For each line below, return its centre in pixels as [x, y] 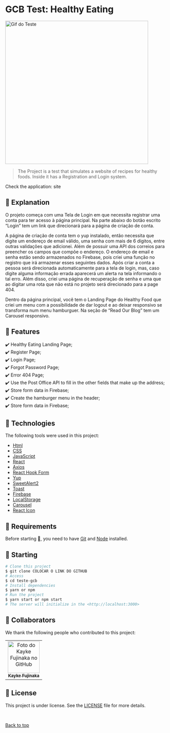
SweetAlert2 [26, 483]
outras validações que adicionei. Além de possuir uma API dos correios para [85, 246]
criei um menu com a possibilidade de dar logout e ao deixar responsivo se [84, 305]
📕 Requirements [31, 526]
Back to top [17, 725]
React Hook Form [31, 473]
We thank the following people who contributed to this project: [71, 632]
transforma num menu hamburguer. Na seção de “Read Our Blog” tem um [82, 310]
